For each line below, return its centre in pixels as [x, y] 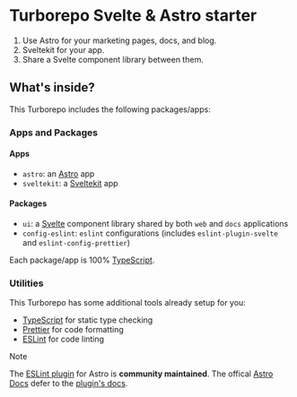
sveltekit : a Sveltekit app [70, 183]
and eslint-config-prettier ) [76, 243]
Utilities [26, 283]
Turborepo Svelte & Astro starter [133, 16]
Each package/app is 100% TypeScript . [82, 260]
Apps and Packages [54, 133]
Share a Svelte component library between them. [113, 59]
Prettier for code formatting [73, 330]
